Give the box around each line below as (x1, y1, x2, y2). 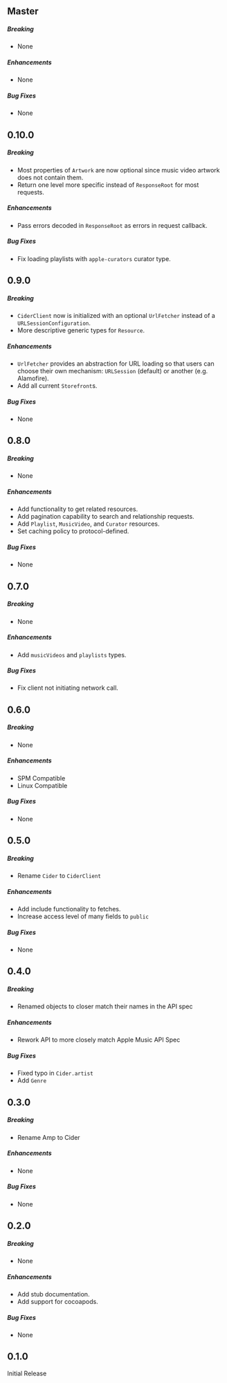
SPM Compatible (17, 774, 66, 782)
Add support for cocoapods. (17, 1298, 98, 1305)
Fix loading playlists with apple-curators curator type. (17, 254, 171, 262)
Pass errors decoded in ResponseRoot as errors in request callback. (17, 221, 208, 229)
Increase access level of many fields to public (17, 912, 149, 920)
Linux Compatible (17, 781, 68, 789)
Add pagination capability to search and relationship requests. (17, 512, 195, 521)
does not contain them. (17, 173, 84, 181)
